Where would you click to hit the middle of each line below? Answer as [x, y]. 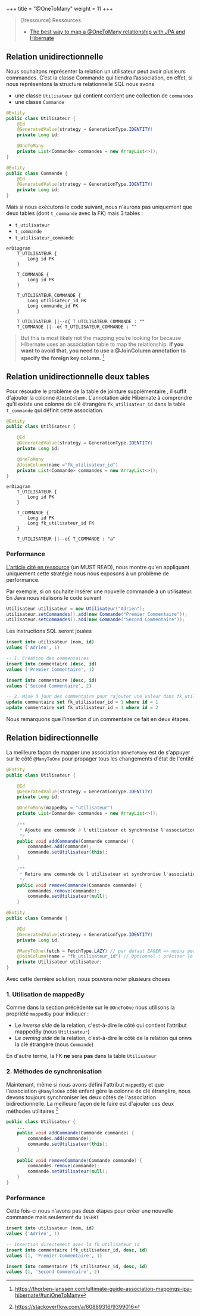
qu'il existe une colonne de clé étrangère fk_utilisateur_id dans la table [96, 404]
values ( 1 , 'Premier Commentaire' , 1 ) [54, 1256]
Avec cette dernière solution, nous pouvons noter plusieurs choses [88, 979]
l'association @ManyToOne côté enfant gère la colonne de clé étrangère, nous [99, 1091]
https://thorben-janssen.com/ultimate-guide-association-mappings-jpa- [103, 1289]
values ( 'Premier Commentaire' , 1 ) [50, 669]
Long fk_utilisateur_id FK [61, 523]
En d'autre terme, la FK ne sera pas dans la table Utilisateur [81, 1056]
